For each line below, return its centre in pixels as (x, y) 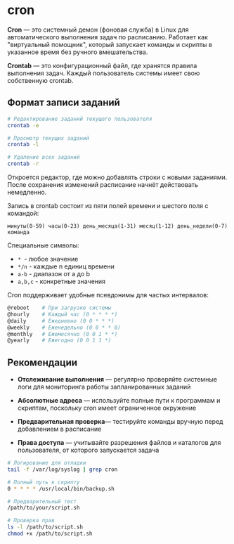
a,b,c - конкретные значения (61, 281)
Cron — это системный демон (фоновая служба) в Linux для (98, 30)
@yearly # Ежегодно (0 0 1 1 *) (59, 341)
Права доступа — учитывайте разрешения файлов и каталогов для (119, 443)
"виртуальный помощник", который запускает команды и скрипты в (110, 44)
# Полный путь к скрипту (44, 482)
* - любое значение (48, 259)
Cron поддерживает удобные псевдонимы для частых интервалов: (108, 295)
